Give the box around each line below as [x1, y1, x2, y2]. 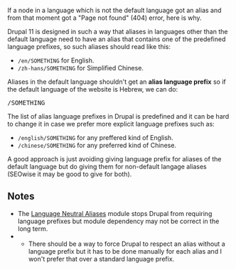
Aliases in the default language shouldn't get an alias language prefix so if [7, 77, 226, 86]
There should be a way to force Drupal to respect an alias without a [28, 239, 225, 248]
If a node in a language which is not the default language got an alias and [7, 6, 222, 14]
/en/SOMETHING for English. [17, 56, 95, 65]
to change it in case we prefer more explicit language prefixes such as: [7, 120, 215, 128]
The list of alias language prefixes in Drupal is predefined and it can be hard [7, 112, 230, 120]
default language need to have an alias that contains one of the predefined [7, 35, 226, 43]
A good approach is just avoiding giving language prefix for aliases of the [7, 155, 222, 163]
